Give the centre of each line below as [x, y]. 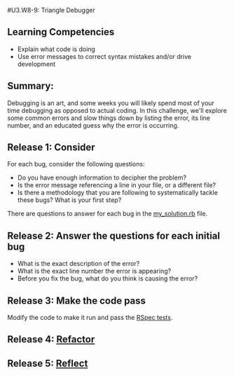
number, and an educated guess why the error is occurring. [93, 125]
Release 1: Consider [51, 148]
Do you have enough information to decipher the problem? [102, 177]
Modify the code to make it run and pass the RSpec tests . [90, 318]
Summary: [30, 86]
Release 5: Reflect [48, 363]
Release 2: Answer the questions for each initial [114, 235]
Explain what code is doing [56, 49]
